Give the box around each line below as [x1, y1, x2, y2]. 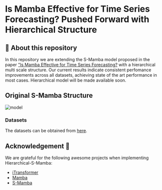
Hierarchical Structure [5, 24, 97, 35]
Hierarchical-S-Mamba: [5, 160, 53, 166]
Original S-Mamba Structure [5, 91, 93, 100]
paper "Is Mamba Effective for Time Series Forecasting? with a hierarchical [5, 62, 156, 67]
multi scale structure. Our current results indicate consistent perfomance [5, 67, 151, 73]
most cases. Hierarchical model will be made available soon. [5, 77, 126, 83]
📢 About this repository [5, 43, 77, 52]
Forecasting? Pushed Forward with [5, 14, 150, 25]
